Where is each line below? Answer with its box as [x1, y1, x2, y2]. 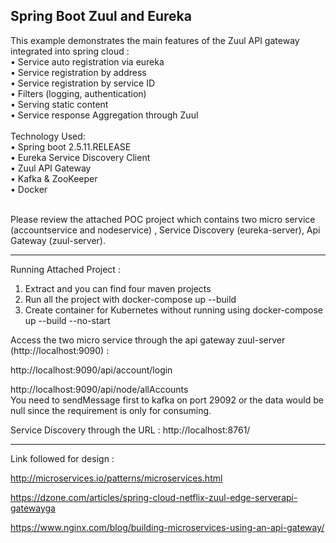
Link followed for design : [10, 452, 115, 464]
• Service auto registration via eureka [10, 55, 165, 68]
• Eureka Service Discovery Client [10, 151, 151, 163]
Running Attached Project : [10, 263, 121, 275]
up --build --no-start [24, 314, 111, 326]
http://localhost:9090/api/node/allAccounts [10, 383, 189, 395]
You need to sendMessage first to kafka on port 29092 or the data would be [10, 394, 324, 406]
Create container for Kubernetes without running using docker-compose [24, 304, 324, 316]
